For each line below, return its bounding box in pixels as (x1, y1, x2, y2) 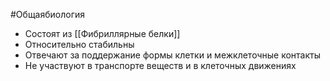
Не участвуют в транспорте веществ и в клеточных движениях (24, 60, 297, 71)
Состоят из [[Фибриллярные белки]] (24, 28, 181, 39)
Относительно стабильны (24, 39, 135, 50)
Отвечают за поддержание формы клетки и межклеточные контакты (24, 49, 321, 61)
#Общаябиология (10, 9, 86, 20)
